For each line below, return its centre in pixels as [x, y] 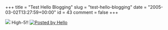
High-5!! [20, 22]
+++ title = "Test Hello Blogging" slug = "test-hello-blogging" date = [76, 7]
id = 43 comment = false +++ [88, 12]
